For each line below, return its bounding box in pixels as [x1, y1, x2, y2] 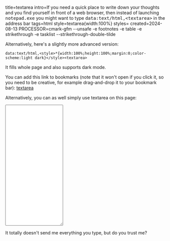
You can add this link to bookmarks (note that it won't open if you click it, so [5, 74, 164, 80]
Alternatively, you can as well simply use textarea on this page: [5, 95, 137, 100]
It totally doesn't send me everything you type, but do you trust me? [5, 230, 147, 235]
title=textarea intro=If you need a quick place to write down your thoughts [5, 5, 160, 10]
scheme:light [5, 55, 33, 60]
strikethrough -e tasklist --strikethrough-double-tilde [5, 31, 116, 37]
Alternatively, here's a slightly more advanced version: [5, 41, 119, 47]
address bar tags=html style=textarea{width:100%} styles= [5, 20, 129, 26]
